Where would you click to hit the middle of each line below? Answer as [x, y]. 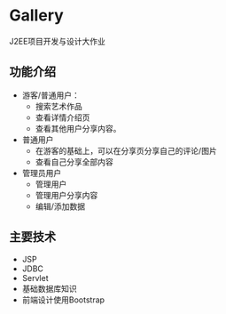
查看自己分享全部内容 [74, 162]
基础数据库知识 [49, 288]
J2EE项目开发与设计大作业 [58, 41]
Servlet [35, 278]
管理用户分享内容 [66, 195]
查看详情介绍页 [62, 117]
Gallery [36, 16]
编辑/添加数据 [60, 206]
